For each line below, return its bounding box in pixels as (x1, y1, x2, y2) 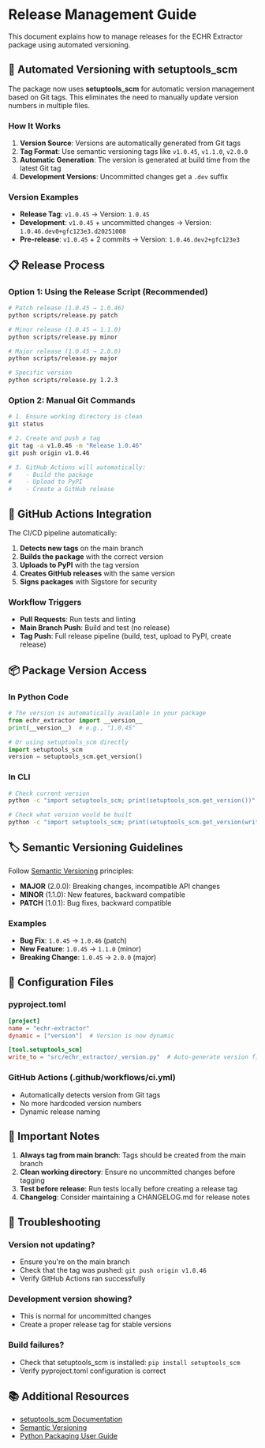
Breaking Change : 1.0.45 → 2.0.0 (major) (19, 953, 157, 962)
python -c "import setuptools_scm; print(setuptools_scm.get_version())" (8, 797, 256, 805)
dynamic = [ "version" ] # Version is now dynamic (8, 1032, 175, 1040)
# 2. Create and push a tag (8, 434, 101, 443)
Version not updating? (8, 1239, 95, 1250)
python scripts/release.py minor (8, 333, 118, 341)
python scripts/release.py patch (8, 311, 118, 319)
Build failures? (8, 1340, 65, 1351)
